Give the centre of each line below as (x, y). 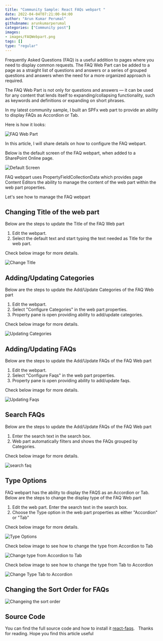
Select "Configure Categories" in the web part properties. (70, 310)
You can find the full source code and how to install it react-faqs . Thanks (79, 628)
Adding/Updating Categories (50, 278)
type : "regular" (21, 46)
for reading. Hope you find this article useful (49, 634)
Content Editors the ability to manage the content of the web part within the (81, 182)
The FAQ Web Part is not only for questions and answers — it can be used (79, 90)
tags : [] (14, 41)
